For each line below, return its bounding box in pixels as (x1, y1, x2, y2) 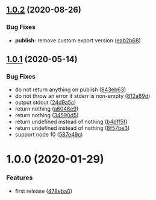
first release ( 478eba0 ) (14, 187, 73, 195)
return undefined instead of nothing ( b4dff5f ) (14, 118, 128, 126)
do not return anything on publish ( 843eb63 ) (14, 86, 126, 93)
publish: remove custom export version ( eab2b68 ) (14, 36, 142, 44)
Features (6, 173, 33, 182)
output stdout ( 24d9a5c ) (14, 99, 76, 106)
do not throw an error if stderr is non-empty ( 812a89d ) (14, 92, 151, 100)
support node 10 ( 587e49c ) (14, 131, 83, 138)
